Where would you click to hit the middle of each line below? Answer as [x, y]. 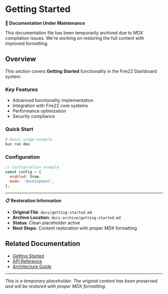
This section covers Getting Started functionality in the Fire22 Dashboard [81, 71]
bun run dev [17, 144]
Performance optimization [39, 111]
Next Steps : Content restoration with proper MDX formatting [75, 228]
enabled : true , [25, 177]
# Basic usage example [29, 139]
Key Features [22, 89]
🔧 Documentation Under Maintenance [45, 23]
